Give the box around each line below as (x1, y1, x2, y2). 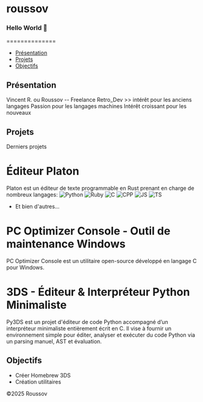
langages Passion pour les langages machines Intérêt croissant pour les (6, 102, 187, 110)
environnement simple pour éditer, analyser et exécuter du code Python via (6, 331, 196, 339)
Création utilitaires (15, 378, 62, 386)
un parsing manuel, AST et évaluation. (6, 337, 102, 345)
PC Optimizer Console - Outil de (6, 224, 171, 238)
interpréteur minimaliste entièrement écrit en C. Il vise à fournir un (6, 325, 172, 332)
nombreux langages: (6, 191, 58, 198)
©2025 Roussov (6, 390, 48, 397)
